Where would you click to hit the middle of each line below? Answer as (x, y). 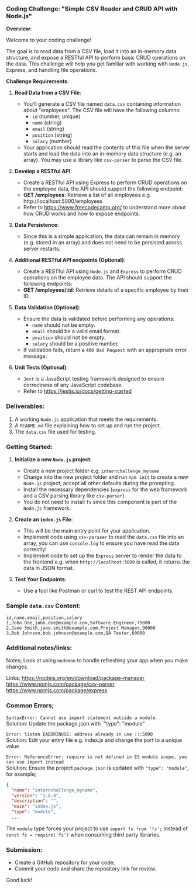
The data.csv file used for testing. (55, 431)
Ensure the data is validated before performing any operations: (99, 319)
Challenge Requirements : (37, 81)
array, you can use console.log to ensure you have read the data (101, 543)
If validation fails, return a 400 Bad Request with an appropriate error (105, 350)
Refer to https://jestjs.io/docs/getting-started (77, 391)
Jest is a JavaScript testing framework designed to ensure (94, 379)
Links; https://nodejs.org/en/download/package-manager (75, 678)
